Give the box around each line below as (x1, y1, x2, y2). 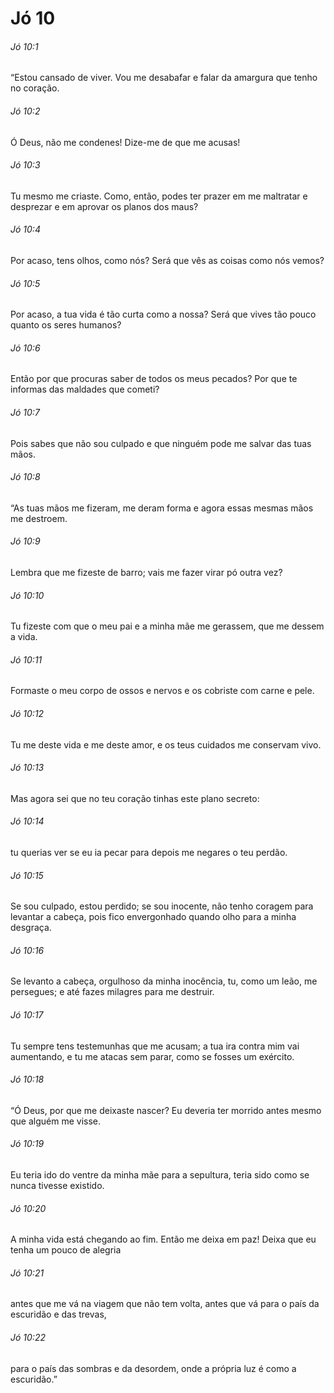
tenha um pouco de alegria (10, 1244, 122, 1256)
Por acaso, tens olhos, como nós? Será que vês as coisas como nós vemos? (10, 255, 325, 266)
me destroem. (10, 512, 68, 524)
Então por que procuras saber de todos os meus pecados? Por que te (10, 373, 298, 385)
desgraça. (10, 922, 52, 934)
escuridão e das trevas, (10, 1308, 107, 1321)
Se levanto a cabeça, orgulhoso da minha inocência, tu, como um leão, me (10, 975, 318, 987)
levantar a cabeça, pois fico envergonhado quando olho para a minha (10, 911, 297, 923)
